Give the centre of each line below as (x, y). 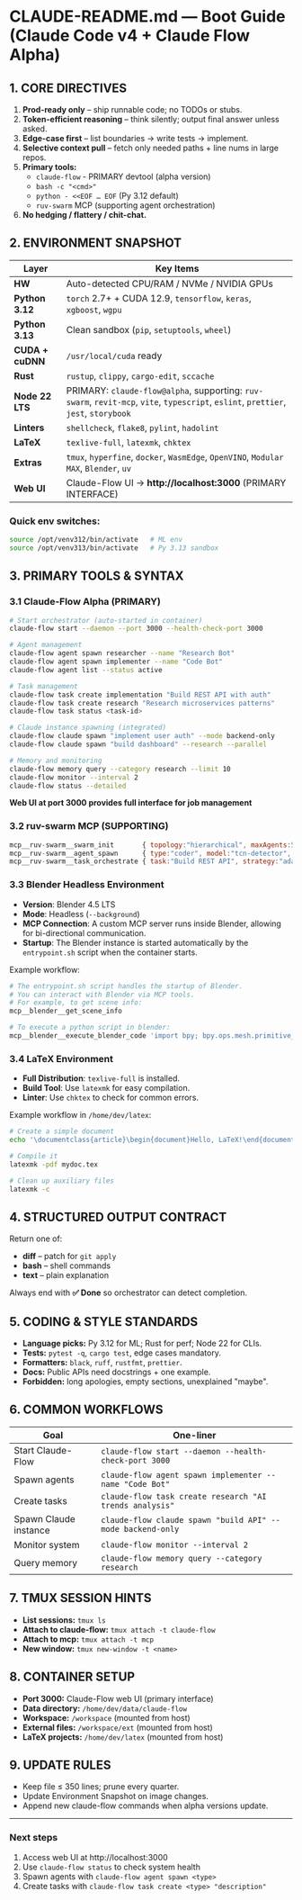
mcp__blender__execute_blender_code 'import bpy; (104, 1036)
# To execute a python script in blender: (90, 1028)
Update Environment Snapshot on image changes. (115, 1796)
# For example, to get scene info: (76, 1003)
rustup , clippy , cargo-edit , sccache (140, 375)
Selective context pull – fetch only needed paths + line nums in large (150, 148)
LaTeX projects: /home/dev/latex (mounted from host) (123, 1737)
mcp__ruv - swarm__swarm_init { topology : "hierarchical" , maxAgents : (151, 845)
